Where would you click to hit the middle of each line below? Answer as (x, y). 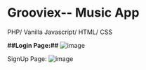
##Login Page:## (33, 45)
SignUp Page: (27, 59)
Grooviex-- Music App (73, 13)
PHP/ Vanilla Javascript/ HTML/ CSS (60, 32)
